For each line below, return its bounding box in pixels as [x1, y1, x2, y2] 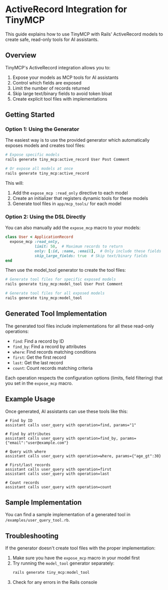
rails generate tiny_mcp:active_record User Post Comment [5, 157, 130, 162]
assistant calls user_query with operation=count [5, 484, 112, 489]
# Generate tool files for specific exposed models [5, 277, 116, 282]
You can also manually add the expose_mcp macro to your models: [5, 225, 141, 231]
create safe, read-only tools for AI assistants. [5, 36, 99, 43]
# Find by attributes [5, 431, 51, 436]
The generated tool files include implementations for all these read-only [5, 323, 154, 329]
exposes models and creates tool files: [5, 143, 86, 149]
